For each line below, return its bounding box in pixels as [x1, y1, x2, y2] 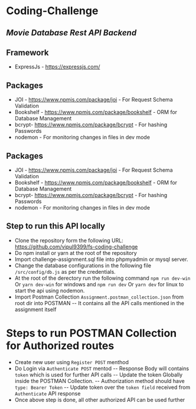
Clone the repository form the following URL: [14, 237, 124, 244]
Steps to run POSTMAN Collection [6, 326, 177, 340]
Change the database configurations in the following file [14, 261, 152, 269]
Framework [6, 47, 49, 57]
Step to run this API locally [6, 221, 105, 231]
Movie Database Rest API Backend [6, 28, 137, 38]
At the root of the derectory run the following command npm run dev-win [14, 274, 191, 282]
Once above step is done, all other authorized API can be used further [14, 396, 185, 403]
